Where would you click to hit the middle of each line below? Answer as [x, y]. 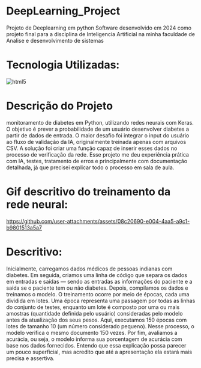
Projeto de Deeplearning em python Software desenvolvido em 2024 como [99, 28]
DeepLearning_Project [63, 11]
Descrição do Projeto [59, 106]
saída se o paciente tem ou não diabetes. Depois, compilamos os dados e [97, 288]
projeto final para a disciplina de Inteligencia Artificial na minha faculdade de [100, 34]
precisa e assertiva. [31, 358]
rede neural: [37, 204]
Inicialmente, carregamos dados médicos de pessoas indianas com [89, 269]
